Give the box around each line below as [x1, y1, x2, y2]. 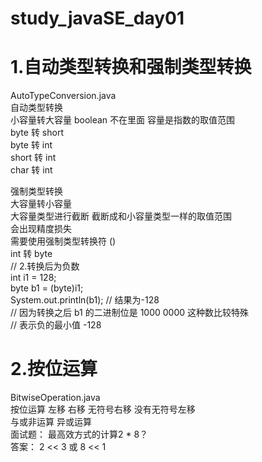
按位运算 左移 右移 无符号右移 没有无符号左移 [10, 403, 196, 416]
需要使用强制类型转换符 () [10, 235, 117, 247]
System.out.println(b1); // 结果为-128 [10, 294, 160, 306]
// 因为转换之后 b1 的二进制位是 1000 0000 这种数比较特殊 [10, 307, 250, 319]
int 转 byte [10, 248, 53, 260]
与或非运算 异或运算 [10, 416, 92, 428]
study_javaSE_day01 [10, 7, 185, 30]
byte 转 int [10, 139, 53, 151]
